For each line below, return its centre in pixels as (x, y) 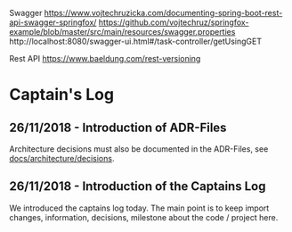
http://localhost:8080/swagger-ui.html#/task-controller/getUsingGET (136, 41)
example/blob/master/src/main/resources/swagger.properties (122, 32)
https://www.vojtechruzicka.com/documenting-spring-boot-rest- (163, 13)
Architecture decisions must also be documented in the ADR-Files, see (139, 149)
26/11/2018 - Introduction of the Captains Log (138, 186)
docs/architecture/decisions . (62, 158)
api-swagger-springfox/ (53, 22)
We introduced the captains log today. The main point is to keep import (139, 208)
